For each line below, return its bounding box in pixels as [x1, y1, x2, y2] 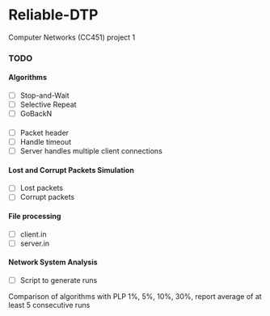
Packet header [19, 128, 70, 137]
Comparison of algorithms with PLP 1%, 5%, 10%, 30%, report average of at [8, 291, 262, 301]
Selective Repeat [19, 99, 77, 110]
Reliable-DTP [8, 6, 99, 24]
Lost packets [19, 183, 63, 193]
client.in [19, 229, 47, 239]
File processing [8, 211, 61, 221]
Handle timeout [19, 137, 72, 146]
